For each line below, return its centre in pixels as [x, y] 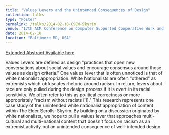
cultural [13, 121]
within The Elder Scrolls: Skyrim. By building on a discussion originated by [82, 110]
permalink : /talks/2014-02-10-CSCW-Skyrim [51, 24]
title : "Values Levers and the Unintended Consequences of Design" [78, 10]
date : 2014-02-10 [24, 33]
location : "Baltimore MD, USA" [38, 38]
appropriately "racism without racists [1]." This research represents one [80, 100]
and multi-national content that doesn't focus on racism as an [86, 121]
